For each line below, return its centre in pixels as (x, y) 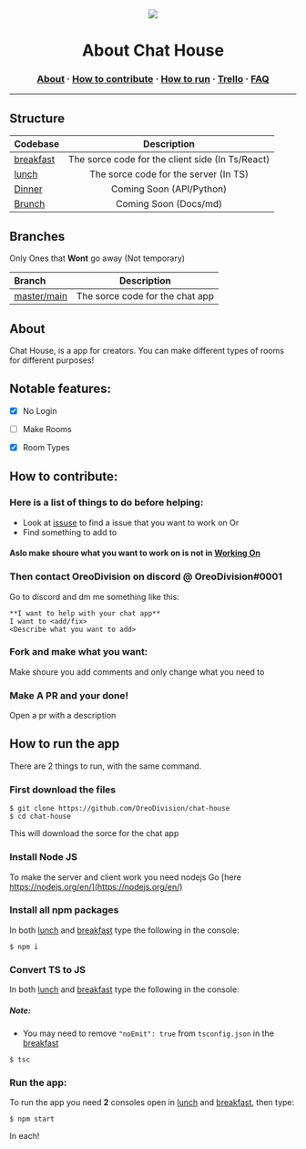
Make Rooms (47, 429)
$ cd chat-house (40, 817)
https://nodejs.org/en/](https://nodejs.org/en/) (96, 886)
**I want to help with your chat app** (85, 613)
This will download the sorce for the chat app (94, 833)
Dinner (28, 189)
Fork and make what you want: (79, 652)
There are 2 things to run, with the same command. (106, 766)
